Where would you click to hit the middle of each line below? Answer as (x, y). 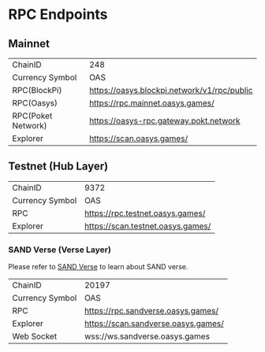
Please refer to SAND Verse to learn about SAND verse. (98, 267)
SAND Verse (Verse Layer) (60, 250)
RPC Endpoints (58, 15)
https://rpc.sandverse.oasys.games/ (151, 311)
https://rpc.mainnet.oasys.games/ (152, 103)
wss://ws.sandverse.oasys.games (147, 336)
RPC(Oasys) (35, 103)
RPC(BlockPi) (37, 90)
